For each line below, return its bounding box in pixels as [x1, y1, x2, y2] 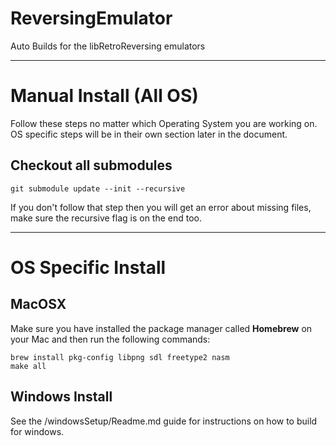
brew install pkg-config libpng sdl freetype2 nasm [10, 352, 230, 362]
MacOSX [10, 296, 67, 313]
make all [10, 361, 47, 371]
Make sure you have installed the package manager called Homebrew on [10, 322, 313, 334]
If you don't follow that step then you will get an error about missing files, [10, 201, 312, 213]
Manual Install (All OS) [10, 85, 199, 107]
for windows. [10, 425, 65, 437]
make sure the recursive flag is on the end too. [10, 212, 203, 224]
